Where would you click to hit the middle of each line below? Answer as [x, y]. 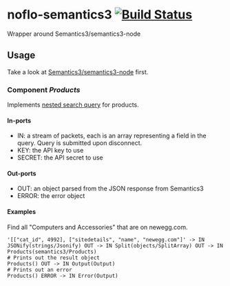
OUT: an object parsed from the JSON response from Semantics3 [111, 188]
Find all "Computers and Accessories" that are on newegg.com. [97, 227]
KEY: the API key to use [50, 151]
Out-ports [22, 173]
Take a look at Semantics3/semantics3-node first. [78, 71]
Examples [22, 212]
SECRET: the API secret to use [60, 157]
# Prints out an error [40, 269]
